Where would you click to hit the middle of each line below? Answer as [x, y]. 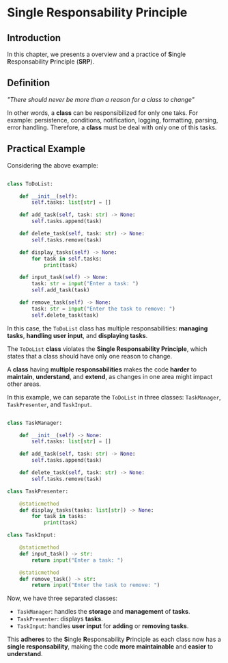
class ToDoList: [30, 184]
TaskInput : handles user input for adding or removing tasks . [103, 626]
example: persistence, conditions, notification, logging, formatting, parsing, [113, 120]
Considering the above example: [53, 165]
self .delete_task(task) [65, 315]
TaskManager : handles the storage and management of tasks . [103, 612]
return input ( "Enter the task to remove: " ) [96, 585]
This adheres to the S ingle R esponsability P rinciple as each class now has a [114, 639]
